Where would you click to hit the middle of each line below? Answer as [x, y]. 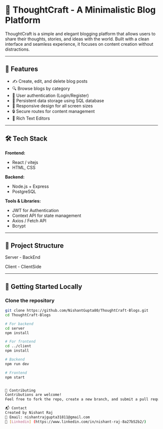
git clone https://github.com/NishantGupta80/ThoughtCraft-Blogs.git [77, 311]
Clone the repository [30, 300]
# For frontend [20, 342]
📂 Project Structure [34, 245]
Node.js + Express [31, 186]
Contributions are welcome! [33, 395]
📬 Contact [16, 408]
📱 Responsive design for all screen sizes [52, 106]
